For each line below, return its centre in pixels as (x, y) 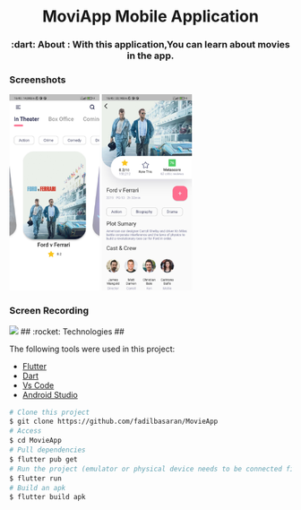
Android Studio (50, 394)
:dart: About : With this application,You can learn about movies (150, 45)
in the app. (150, 56)
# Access (26, 431)
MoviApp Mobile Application (150, 17)
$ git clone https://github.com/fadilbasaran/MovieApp (114, 422)
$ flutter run (36, 478)
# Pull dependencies (48, 450)
